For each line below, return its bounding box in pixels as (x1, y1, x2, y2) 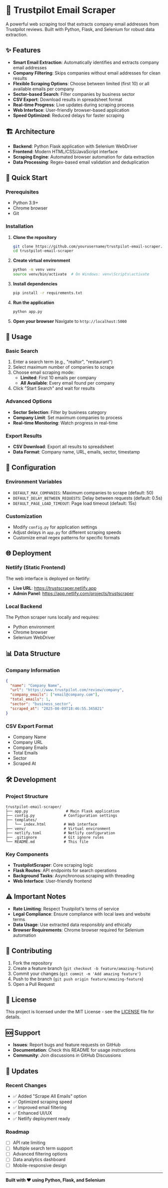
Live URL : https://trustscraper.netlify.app (12, 585, 97, 591)
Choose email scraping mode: (12, 369, 75, 376)
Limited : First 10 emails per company (20, 375, 97, 381)
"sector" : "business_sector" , (10, 702, 73, 707)
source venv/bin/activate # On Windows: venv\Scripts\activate (12, 272, 150, 277)
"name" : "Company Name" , (10, 683, 62, 688)
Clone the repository (12, 234, 57, 240)
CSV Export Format (5, 722, 53, 729)
